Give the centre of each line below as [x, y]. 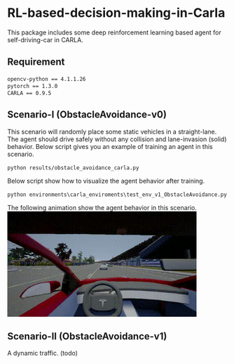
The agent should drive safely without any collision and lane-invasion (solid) [117, 139]
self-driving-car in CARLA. [46, 39]
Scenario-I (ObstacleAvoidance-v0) [87, 115]
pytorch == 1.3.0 [33, 86]
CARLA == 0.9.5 [29, 93]
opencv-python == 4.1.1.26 [47, 79]
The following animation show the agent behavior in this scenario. [102, 207]
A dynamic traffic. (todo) [43, 353]
